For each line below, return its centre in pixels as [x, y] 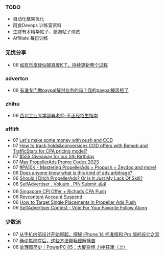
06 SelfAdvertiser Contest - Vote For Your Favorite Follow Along [80, 208]
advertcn [17, 78]
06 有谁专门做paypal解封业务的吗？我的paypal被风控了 [70, 90]
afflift [12, 129]
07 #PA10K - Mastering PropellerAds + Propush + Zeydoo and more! [85, 167]
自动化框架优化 [28, 19]
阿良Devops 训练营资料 [37, 25]
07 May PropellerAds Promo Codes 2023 [56, 162]
